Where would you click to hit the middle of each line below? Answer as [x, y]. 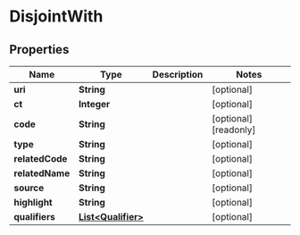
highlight [33, 202]
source [29, 188]
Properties [39, 50]
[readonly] [233, 130]
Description [178, 75]
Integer [95, 104]
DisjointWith [56, 17]
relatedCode [41, 159]
